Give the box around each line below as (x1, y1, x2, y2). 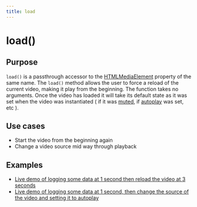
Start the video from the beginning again (14, 136, 113, 144)
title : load (6, 8, 35, 15)
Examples (6, 160, 43, 170)
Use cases (6, 121, 45, 131)
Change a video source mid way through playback (14, 143, 137, 150)
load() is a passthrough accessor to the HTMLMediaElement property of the (6, 73, 192, 80)
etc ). (6, 104, 19, 111)
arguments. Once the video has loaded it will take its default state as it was (6, 92, 187, 99)
